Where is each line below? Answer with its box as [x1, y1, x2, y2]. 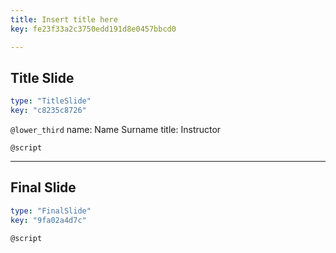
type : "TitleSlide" [10, 96, 92, 106]
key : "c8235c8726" [10, 106, 87, 116]
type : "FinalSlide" [10, 206, 92, 216]
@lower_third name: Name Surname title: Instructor [10, 124, 222, 136]
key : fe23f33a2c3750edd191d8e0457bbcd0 [10, 24, 177, 34]
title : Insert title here [10, 14, 118, 25]
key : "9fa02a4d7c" [10, 215, 87, 225]
